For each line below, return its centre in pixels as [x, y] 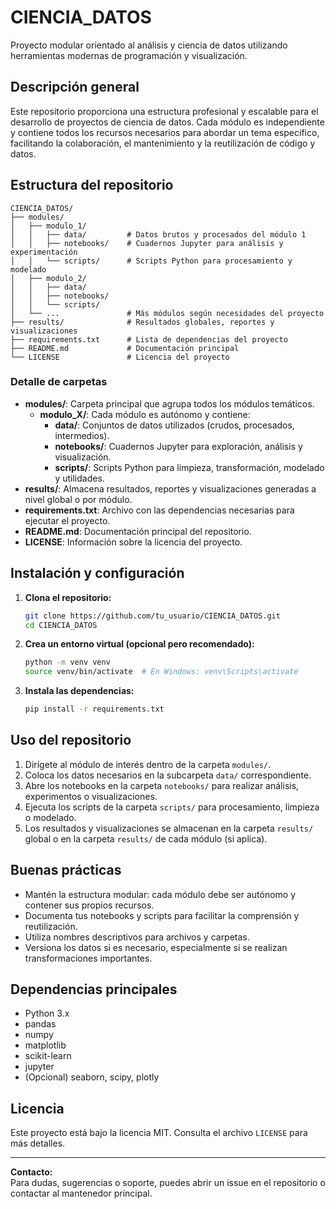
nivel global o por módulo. [78, 499]
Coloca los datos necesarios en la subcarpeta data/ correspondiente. [168, 775]
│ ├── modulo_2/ [48, 278]
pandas [40, 1024]
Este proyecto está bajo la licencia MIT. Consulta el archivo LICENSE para [159, 1133]
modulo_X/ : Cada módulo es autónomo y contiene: [145, 414]
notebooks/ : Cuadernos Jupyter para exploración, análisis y [178, 446]
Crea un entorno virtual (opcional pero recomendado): [139, 644]
